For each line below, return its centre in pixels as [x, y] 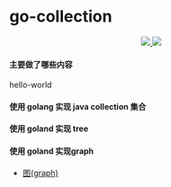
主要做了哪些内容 [41, 64]
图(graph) [40, 173]
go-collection [61, 17]
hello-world [31, 85]
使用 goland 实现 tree [49, 129]
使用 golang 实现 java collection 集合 [78, 106]
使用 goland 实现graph [52, 151]
